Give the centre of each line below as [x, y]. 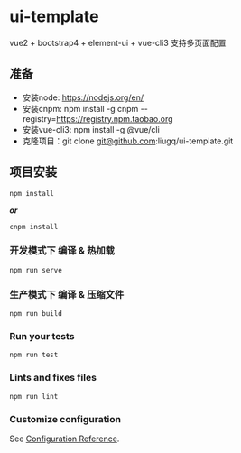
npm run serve [36, 270]
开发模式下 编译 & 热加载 [62, 251]
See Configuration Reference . [65, 439]
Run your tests [42, 337]
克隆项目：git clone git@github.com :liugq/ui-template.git [128, 141]
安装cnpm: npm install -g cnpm [80, 108]
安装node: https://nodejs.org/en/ [83, 97]
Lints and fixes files [53, 378]
